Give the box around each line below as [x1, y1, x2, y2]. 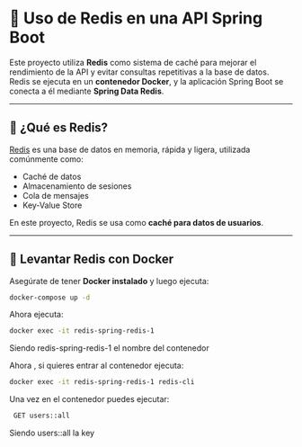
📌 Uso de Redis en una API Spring [9, 8, 263, 29]
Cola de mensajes [22, 190, 90, 201]
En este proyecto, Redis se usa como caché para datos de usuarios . [9, 217, 263, 228]
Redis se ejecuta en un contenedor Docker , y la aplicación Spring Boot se [9, 76, 284, 86]
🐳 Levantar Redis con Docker [9, 252, 174, 267]
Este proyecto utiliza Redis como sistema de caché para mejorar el [9, 57, 257, 67]
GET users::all [13, 411, 70, 421]
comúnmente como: [9, 153, 84, 165]
